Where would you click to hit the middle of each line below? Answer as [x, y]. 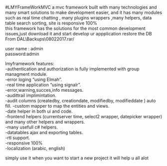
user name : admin [24, 49]
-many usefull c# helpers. [32, 127]
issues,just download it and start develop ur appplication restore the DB [79, 34]
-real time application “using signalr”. [43, 85]
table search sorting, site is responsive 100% [51, 23]
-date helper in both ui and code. [39, 111]
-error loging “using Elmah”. [34, 80]
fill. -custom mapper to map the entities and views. [57, 106]
